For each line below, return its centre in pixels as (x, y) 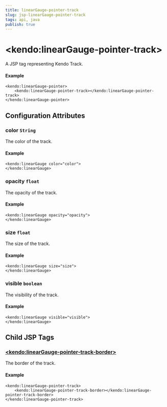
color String (20, 130)
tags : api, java (22, 19)
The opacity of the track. (31, 192)
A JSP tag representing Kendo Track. (44, 64)
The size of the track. (28, 243)
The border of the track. (31, 363)
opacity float (22, 181)
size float (18, 232)
